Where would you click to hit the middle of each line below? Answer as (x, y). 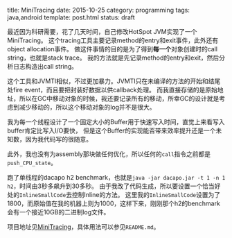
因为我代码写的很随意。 (59, 139)
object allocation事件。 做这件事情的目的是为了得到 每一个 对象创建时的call (113, 49)
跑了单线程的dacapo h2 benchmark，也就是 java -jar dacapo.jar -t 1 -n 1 (116, 177)
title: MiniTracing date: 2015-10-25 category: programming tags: (99, 10)
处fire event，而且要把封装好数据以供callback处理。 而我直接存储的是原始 (113, 90)
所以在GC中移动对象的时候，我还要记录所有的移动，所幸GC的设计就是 (119, 99)
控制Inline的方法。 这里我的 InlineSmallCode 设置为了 (146, 195)
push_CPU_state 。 (32, 163)
